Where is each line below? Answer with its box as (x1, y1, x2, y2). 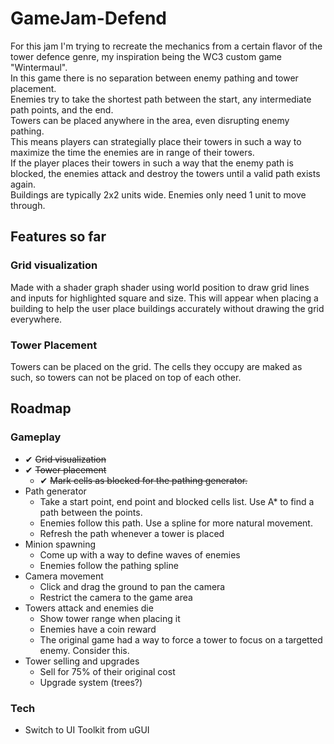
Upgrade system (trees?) (39, 676, 143, 688)
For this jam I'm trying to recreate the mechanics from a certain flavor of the (10, 40, 323, 52)
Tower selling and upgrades (24, 655, 140, 667)
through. (10, 199, 46, 211)
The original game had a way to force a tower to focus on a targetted (39, 633, 323, 646)
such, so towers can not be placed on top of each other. (10, 371, 242, 383)
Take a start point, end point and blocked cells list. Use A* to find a (39, 495, 315, 507)
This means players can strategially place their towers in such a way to (10, 135, 302, 147)
